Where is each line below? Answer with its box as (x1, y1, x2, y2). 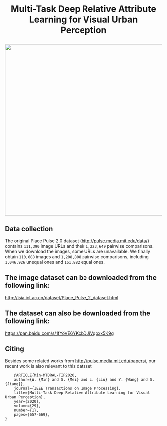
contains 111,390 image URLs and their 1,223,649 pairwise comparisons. (5, 243, 154, 249)
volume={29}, (14, 403, 41, 409)
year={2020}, (14, 399, 41, 404)
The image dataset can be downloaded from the (5, 273, 157, 282)
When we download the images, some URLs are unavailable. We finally (5, 248, 151, 254)
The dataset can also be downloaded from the (5, 309, 151, 318)
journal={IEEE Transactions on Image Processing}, (14, 386, 121, 391)
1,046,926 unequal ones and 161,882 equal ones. (5, 259, 105, 265)
